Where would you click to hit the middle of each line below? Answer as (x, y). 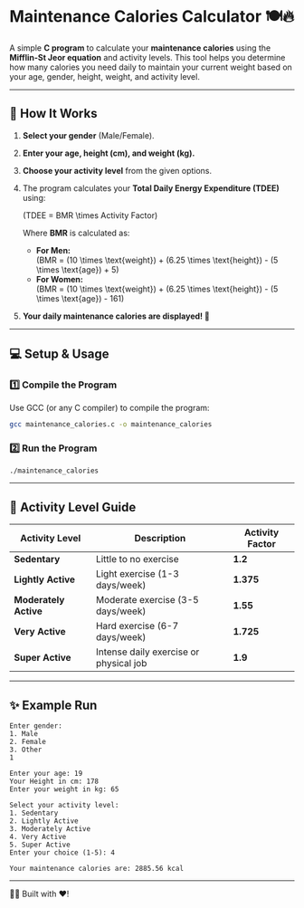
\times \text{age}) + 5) (77, 269)
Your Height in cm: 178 (54, 782)
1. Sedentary (34, 813)
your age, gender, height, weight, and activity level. (105, 76)
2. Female (28, 742)
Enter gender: (36, 726)
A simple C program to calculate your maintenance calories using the (140, 48)
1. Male (24, 734)
